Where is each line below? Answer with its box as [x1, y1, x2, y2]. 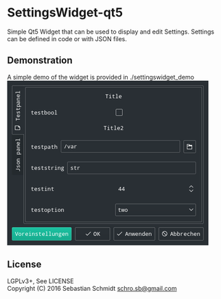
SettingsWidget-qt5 [7, 5, 124, 21]
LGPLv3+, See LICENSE [7, 276, 74, 285]
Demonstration [7, 55, 73, 67]
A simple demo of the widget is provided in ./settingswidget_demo [7, 73, 194, 81]
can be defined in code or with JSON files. [7, 34, 127, 43]
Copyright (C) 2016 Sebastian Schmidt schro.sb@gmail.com [7, 284, 177, 292]
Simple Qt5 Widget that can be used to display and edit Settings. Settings [7, 27, 215, 36]
